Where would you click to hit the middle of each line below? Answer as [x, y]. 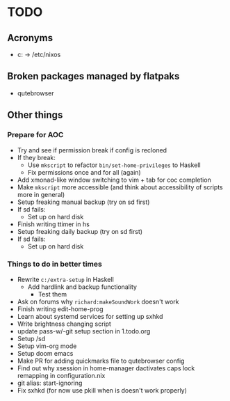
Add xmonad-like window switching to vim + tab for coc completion [114, 180]
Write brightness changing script [64, 324]
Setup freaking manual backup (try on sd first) [83, 202]
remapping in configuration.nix [61, 375]
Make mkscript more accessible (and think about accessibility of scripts [120, 187]
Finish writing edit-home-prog [60, 309]
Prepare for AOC [35, 135]
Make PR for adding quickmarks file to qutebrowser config [101, 361]
